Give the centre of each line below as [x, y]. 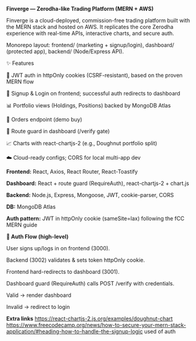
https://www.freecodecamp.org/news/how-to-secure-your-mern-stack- [96, 325]
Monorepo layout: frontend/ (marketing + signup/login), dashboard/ [90, 45]
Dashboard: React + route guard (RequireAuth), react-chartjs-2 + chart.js [98, 183]
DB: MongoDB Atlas [31, 207]
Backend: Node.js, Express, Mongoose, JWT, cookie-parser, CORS [90, 195]
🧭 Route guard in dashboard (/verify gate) [58, 131]
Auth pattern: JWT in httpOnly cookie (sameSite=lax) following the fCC [95, 218]
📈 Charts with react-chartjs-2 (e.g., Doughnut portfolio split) [82, 143]
